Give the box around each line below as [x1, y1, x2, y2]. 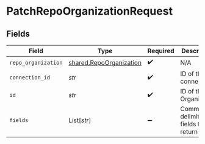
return [180, 128, 198, 135]
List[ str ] [68, 116, 92, 124]
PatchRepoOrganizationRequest [6, 4, 173, 18]
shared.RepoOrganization [68, 58, 142, 67]
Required [147, 47, 175, 55]
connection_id [9, 74, 51, 81]
